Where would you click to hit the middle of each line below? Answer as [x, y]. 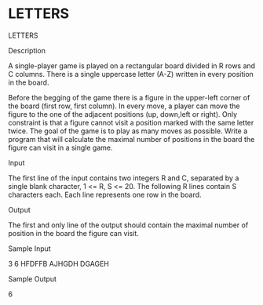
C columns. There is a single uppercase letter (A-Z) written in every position [131, 74]
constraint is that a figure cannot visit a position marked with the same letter [131, 122]
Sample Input [29, 249]
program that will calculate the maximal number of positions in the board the [131, 139]
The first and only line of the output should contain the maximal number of [128, 225]
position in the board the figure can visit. [73, 233]
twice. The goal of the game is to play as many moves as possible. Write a [128, 131]
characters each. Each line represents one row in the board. [105, 194]
